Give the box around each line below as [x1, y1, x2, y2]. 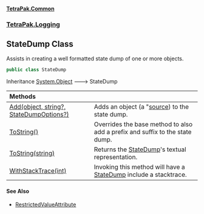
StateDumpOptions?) [9, 110, 69, 119]
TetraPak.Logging [6, 20, 61, 29]
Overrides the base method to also [93, 120, 193, 129]
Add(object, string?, [9, 102, 66, 111]
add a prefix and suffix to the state [93, 128, 192, 137]
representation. [93, 153, 138, 162]
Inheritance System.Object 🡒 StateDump [6, 78, 118, 85]
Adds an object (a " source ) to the [93, 102, 189, 111]
